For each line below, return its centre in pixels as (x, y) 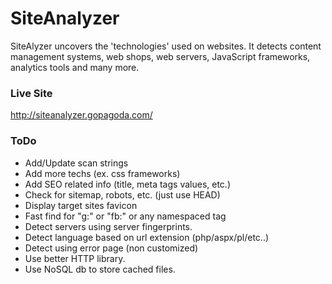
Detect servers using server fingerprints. (108, 226)
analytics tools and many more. (75, 67)
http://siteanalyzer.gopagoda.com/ (81, 115)
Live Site (31, 93)
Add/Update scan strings (76, 163)
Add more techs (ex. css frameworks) (102, 173)
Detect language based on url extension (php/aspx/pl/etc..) (147, 237)
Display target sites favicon (81, 205)
